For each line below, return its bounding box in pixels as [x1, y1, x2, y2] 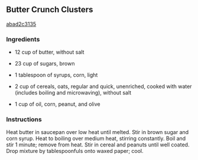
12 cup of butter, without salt [14, 48, 85, 55]
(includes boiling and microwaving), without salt [14, 89, 132, 96]
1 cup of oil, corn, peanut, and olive [14, 100, 100, 108]
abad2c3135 [6, 20, 37, 27]
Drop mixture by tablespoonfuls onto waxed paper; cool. [6, 148, 144, 155]
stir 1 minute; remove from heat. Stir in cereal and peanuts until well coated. [6, 141, 190, 148]
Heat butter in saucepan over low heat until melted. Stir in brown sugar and [6, 129, 189, 136]
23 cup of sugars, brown [14, 60, 75, 67]
